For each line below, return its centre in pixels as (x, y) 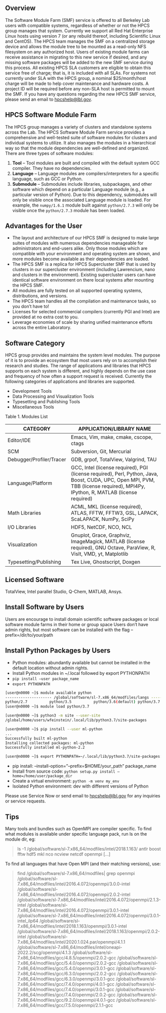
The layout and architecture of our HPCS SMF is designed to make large (85, 238)
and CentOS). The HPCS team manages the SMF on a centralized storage (80, 41)
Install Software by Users (45, 607)
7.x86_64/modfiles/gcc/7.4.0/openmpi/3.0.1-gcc (66, 989)
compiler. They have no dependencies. (52, 168)
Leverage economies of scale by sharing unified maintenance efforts (82, 322)
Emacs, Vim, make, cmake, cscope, (112, 437)
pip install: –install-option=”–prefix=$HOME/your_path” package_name (84, 766)
